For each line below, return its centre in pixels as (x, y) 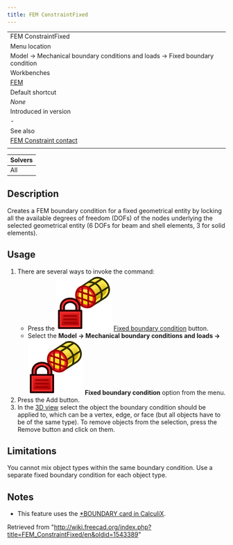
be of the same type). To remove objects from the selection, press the (117, 422)
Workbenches (30, 73)
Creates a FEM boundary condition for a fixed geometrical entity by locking (114, 210)
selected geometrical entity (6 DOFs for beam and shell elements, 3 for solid (116, 225)
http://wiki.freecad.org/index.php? (103, 527)
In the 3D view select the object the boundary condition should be (111, 407)
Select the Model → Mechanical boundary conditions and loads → (124, 335)
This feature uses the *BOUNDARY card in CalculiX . (92, 514)
